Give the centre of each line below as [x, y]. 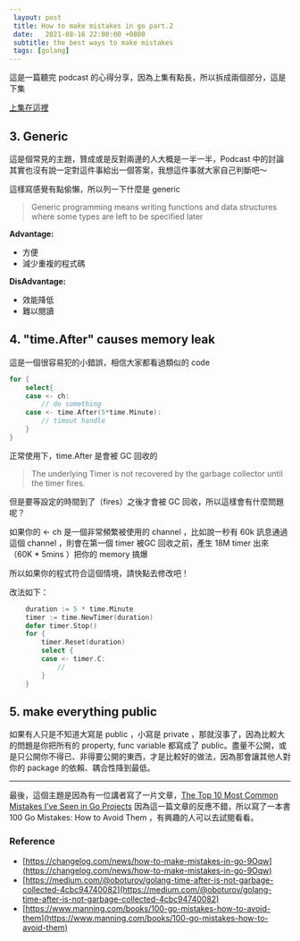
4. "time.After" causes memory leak [112, 339]
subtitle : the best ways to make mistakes [93, 42]
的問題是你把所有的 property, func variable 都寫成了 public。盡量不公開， [144, 746]
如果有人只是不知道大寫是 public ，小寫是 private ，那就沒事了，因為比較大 [147, 734]
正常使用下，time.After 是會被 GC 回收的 [83, 455]
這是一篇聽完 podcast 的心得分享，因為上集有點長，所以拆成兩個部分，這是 [148, 78]
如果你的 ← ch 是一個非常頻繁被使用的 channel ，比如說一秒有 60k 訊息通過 [149, 531]
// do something [71, 404]
